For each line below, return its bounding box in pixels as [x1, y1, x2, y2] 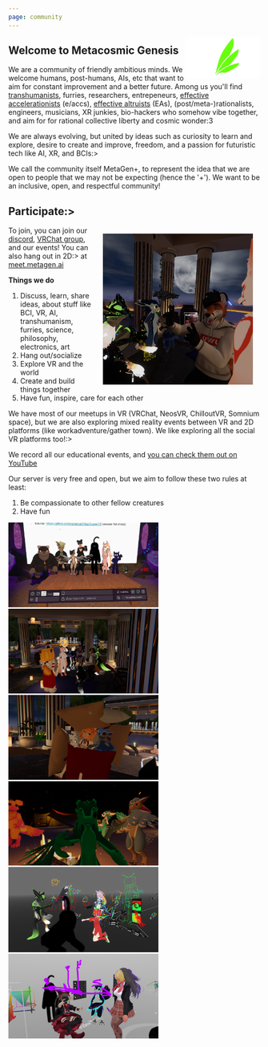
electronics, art [19, 342, 70, 352]
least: [8, 482, 26, 493]
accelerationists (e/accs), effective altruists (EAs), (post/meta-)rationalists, [8, 99, 254, 108]
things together [19, 385, 71, 395]
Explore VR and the [19, 359, 84, 369]
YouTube [8, 458, 38, 469]
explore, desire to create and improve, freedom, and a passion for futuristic [8, 140, 256, 150]
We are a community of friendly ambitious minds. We [8, 65, 183, 75]
